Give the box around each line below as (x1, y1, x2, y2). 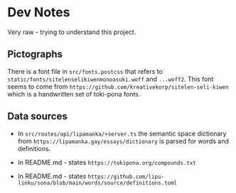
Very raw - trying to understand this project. (7, 28, 136, 36)
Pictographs (7, 48, 63, 60)
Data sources (7, 111, 68, 123)
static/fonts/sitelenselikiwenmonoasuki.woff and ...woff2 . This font (7, 75, 214, 83)
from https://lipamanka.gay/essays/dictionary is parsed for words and (17, 136, 230, 145)
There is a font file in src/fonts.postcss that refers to (7, 67, 163, 75)
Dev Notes (7, 4, 70, 21)
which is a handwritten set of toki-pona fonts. (7, 89, 141, 98)
